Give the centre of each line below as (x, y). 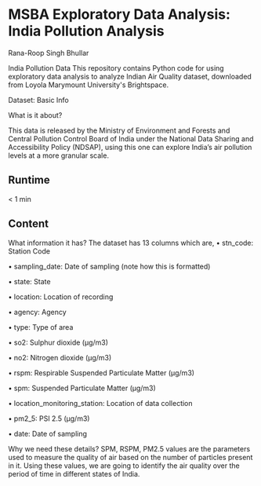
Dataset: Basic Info (38, 100)
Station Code (29, 251)
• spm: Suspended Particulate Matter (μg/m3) (82, 388)
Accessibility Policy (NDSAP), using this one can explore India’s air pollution (130, 147)
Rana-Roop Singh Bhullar (49, 53)
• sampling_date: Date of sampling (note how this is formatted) (109, 266)
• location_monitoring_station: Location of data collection (101, 403)
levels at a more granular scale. (59, 155)
